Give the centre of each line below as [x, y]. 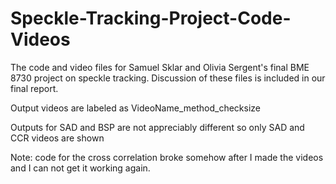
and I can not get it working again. [80, 168]
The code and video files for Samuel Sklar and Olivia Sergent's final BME [160, 67]
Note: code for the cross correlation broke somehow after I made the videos [167, 157]
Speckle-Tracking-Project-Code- [151, 18]
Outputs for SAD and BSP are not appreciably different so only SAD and [157, 127]
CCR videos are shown [57, 138]
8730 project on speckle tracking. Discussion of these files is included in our [168, 78]
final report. [34, 88]
